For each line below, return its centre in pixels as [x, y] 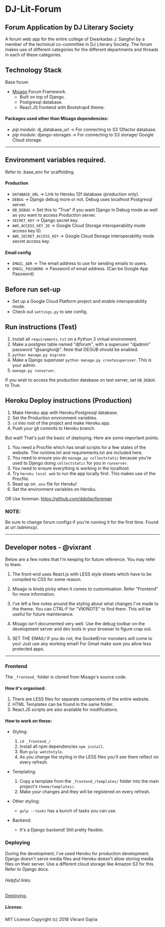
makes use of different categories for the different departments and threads [82, 49]
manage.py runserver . [34, 370]
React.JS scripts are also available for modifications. [65, 709]
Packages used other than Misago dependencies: [57, 119]
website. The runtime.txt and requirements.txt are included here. [77, 452]
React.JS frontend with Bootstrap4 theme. [62, 107]
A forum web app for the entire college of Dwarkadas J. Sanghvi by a [75, 39]
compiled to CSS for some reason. [47, 579]
